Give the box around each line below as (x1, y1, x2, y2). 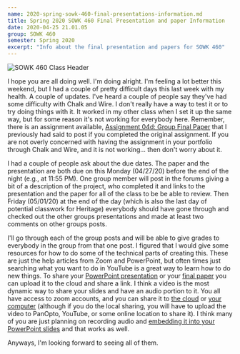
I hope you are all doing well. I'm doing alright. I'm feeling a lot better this (7, 77, 221, 86)
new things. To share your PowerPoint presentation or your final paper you (7, 272, 227, 280)
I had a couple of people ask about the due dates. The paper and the (7, 159, 209, 168)
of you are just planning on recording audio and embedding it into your (7, 317, 216, 325)
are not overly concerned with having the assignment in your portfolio (7, 138, 213, 146)
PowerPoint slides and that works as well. (7, 325, 130, 333)
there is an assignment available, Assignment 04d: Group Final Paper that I (7, 123, 227, 131)
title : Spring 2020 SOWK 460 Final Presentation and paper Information (7, 17, 225, 24)
